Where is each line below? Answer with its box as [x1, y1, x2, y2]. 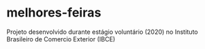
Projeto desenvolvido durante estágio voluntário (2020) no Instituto [6, 28, 198, 36]
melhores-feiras [6, 5, 102, 21]
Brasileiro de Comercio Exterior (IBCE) [6, 35, 116, 43]
